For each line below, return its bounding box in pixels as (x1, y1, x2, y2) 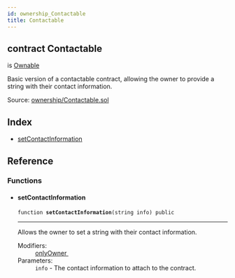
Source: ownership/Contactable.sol (7, 96, 110, 104)
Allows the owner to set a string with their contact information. (17, 228, 197, 236)
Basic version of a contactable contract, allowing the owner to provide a (7, 75, 215, 83)
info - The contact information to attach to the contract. (34, 263, 197, 272)
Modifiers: (17, 241, 48, 249)
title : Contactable (7, 17, 64, 24)
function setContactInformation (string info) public (17, 209, 175, 216)
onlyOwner (34, 249, 67, 257)
